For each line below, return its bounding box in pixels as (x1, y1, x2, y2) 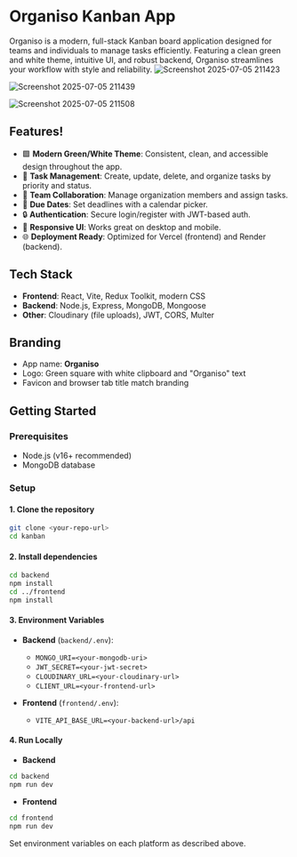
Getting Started (9, 403, 97, 419)
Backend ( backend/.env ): (21, 634, 114, 645)
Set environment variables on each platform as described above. (9, 837, 246, 848)
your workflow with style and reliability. (9, 64, 153, 75)
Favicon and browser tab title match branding (21, 378, 189, 388)
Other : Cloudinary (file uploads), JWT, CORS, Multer (21, 309, 215, 320)
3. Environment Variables (9, 615, 105, 626)
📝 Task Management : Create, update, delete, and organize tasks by (21, 171, 271, 181)
